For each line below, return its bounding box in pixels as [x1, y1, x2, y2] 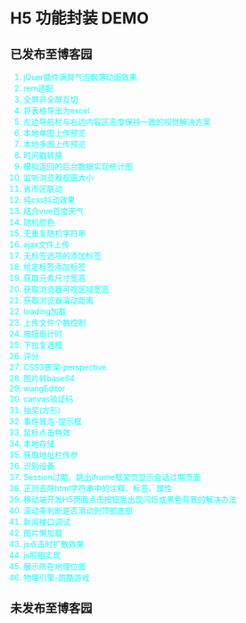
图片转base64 [22, 373, 75, 384]
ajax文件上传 [22, 239, 70, 250]
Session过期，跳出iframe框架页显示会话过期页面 [22, 472, 201, 482]
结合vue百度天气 [22, 206, 85, 216]
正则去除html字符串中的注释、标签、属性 [22, 483, 173, 494]
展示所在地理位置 [22, 561, 86, 571]
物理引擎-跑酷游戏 [22, 572, 90, 583]
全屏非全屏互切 [22, 95, 78, 104]
